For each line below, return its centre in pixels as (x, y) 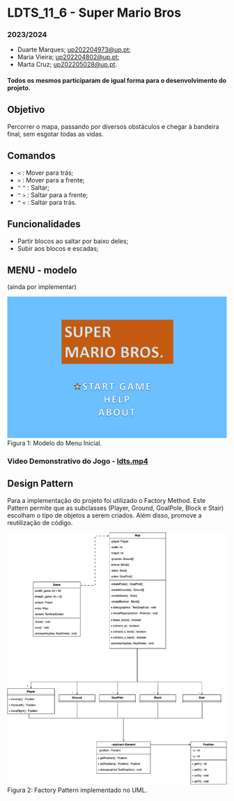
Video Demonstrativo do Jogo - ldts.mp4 (78, 461)
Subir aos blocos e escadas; (58, 248)
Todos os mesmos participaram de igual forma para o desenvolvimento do (117, 81)
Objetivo (26, 110)
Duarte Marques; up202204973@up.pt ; (74, 49)
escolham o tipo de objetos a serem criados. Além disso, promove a (104, 515)
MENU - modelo (42, 270)
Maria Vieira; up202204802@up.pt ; (68, 57)
